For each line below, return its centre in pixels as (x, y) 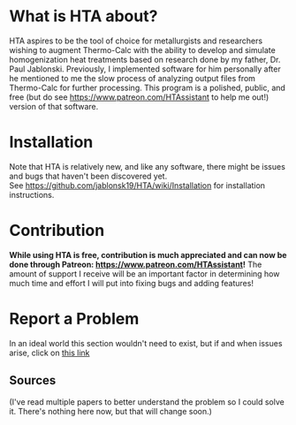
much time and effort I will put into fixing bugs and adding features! (132, 283)
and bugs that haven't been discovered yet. (88, 176)
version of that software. (54, 106)
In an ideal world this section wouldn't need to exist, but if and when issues (146, 343)
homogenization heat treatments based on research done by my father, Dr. (145, 59)
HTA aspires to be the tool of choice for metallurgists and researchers (136, 41)
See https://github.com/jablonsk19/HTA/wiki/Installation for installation (137, 185)
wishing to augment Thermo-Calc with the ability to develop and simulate (142, 49)
